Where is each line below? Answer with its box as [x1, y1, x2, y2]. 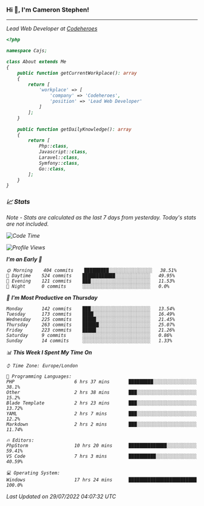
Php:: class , [38, 143, 69, 150]
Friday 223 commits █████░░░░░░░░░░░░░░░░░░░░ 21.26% [6, 327, 175, 333]
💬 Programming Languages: [6, 373, 72, 379]
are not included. [6, 220, 49, 227]
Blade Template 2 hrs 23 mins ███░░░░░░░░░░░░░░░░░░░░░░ [6, 400, 197, 406]
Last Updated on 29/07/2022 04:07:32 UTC [6, 493, 117, 500]
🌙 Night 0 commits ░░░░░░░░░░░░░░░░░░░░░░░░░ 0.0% [6, 283, 170, 289]
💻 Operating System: [6, 470, 61, 476]
